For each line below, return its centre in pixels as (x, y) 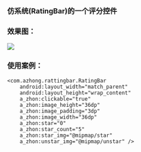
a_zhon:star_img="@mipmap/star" (66, 135)
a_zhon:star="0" (43, 123)
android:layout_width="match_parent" (74, 87)
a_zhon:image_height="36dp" (60, 105)
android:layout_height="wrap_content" (75, 93)
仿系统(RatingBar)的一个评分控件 (62, 10)
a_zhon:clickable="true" (55, 99)
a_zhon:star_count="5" (52, 129)
